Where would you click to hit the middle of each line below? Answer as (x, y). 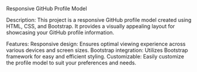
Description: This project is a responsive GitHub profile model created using (99, 20)
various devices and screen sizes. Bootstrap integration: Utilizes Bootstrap (97, 50)
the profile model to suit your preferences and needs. (71, 63)
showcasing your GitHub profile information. (60, 32)
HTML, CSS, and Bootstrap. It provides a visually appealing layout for (90, 26)
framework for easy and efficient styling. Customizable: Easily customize (95, 56)
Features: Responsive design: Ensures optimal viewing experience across (96, 44)
